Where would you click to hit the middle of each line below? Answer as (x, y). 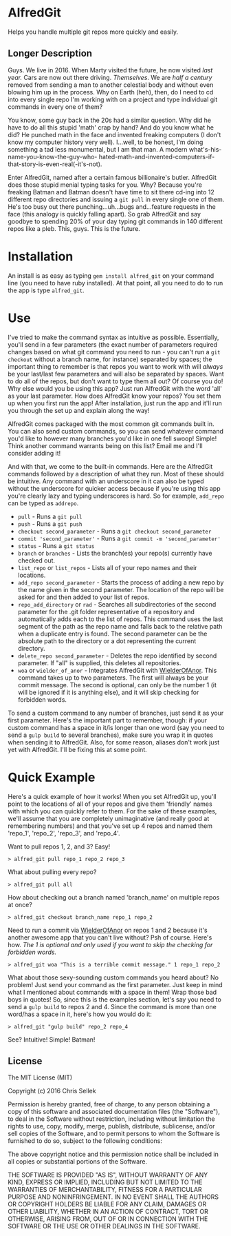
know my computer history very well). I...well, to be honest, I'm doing (106, 142)
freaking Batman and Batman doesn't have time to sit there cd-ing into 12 (111, 192)
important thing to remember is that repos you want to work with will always (115, 366)
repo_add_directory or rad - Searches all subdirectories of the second (117, 604)
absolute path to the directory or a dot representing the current (107, 641)
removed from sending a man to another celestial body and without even (111, 85)
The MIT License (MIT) (40, 1077)
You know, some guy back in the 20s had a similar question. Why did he (110, 120)
